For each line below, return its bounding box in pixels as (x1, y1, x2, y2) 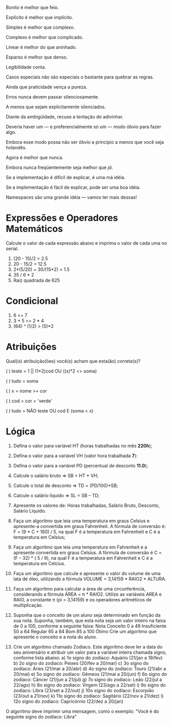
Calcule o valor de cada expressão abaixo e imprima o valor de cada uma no (6, 240, 167, 246)
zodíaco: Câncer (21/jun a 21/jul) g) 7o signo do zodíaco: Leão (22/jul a (13, 676, 162, 682)
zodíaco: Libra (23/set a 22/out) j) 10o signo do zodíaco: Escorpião (13, 687, 154, 693)
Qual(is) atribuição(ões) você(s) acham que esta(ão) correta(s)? (6, 358, 141, 364)
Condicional (6, 295, 58, 307)
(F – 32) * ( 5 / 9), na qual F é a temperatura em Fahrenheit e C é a (13, 555, 153, 561)
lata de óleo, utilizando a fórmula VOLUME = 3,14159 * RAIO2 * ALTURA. (13, 576, 167, 582)
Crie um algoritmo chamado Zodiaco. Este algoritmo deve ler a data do (13, 643, 163, 650)
